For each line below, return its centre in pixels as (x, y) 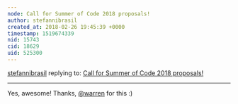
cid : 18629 (23, 46)
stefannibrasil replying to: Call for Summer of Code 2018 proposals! (106, 73)
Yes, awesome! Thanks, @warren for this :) (70, 93)
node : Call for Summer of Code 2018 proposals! (79, 14)
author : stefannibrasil (42, 20)
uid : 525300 (25, 53)
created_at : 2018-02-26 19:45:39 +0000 (66, 27)
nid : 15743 (23, 40)
